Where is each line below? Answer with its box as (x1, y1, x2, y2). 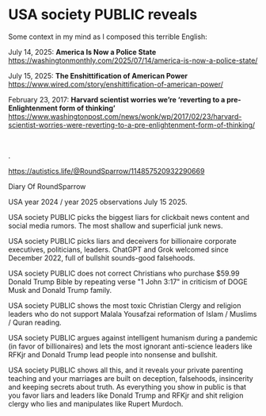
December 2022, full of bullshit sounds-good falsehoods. (8, 252, 196, 263)
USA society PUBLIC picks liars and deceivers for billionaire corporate (8, 236, 237, 245)
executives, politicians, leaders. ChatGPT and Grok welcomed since (8, 245, 229, 254)
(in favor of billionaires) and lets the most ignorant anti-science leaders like (8, 341, 253, 351)
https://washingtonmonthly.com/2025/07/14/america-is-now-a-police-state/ (8, 56, 258, 65)
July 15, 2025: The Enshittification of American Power (8, 71, 188, 80)
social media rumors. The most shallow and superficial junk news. (8, 221, 223, 230)
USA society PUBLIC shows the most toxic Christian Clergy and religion (8, 300, 241, 310)
